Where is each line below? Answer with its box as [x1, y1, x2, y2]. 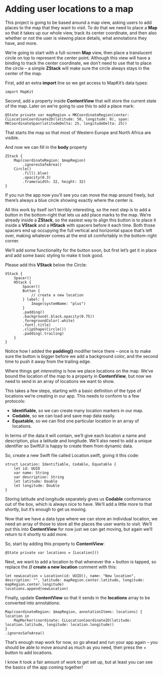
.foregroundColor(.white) [22, 318, 75, 323]
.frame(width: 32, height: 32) [22, 179, 86, 184]
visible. [5, 135, 19, 140]
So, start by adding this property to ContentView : [5, 540, 105, 547]
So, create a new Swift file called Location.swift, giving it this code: [5, 452, 140, 458]
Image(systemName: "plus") [31, 301, 86, 306]
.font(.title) [22, 322, 51, 327]
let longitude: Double [14, 483, 60, 488]
